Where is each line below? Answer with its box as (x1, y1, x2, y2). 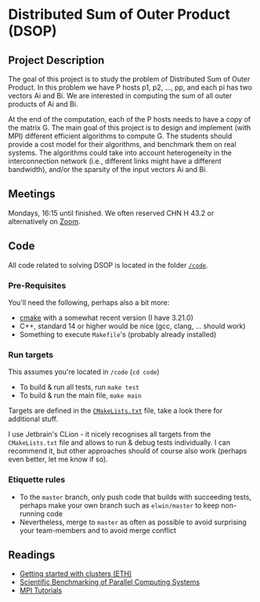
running (19, 508, 45, 518)
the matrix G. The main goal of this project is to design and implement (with (8, 123, 251, 132)
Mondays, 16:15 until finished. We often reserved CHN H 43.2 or (8, 208, 215, 218)
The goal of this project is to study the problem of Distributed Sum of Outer (8, 75, 251, 83)
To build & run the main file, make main (19, 391, 143, 400)
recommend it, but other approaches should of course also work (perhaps (8, 446, 247, 456)
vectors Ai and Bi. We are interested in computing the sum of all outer (8, 91, 233, 100)
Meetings (8, 187, 56, 201)
